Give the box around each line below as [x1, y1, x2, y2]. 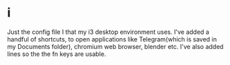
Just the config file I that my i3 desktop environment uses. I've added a [7, 28, 209, 36]
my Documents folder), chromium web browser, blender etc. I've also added [7, 42, 224, 50]
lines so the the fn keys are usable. [7, 50, 106, 58]
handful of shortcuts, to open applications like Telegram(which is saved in [7, 35, 218, 43]
